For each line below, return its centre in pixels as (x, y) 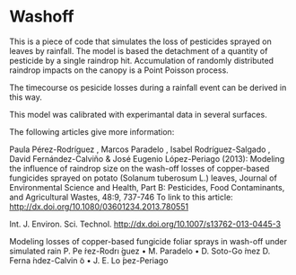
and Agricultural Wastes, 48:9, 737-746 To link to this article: (121, 197)
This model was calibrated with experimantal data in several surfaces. (138, 114)
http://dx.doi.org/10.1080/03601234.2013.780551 (99, 206)
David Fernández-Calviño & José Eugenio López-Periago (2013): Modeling (147, 158)
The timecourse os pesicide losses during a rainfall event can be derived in (148, 87)
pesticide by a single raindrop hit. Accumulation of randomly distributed (142, 60)
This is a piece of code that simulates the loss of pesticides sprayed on (140, 41)
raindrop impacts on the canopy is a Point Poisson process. (119, 70)
